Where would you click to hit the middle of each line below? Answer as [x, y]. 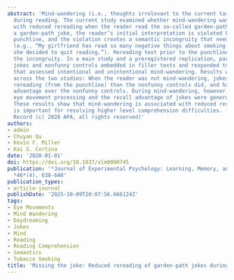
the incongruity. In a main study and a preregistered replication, [115, 59]
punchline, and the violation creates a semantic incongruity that [114, 40]
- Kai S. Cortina [32, 149]
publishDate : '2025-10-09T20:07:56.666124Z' [73, 195]
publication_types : [36, 181]
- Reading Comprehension [43, 246]
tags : [15, 201]
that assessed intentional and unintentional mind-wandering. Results [118, 72]
